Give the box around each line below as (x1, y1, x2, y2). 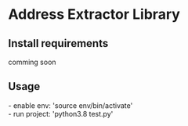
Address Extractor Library (8, 5, 180, 23)
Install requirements (8, 37, 109, 50)
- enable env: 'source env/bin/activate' (8, 100, 133, 110)
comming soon (8, 57, 56, 67)
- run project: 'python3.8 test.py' (8, 109, 114, 118)
